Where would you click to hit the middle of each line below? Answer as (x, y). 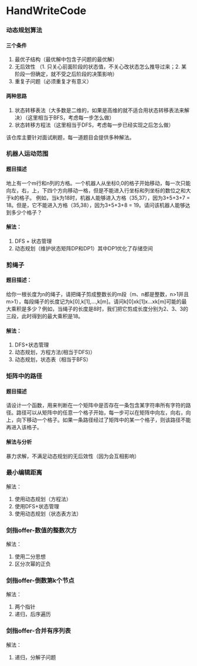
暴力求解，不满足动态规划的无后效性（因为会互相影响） (73, 456)
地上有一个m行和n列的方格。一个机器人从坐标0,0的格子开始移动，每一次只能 (98, 183)
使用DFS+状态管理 (37, 506)
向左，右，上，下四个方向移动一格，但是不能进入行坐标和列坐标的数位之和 (96, 190)
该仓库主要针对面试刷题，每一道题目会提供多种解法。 (70, 137)
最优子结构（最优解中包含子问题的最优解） (66, 59)
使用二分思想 (30, 557)
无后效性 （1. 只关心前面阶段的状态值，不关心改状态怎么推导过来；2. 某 (100, 67)
